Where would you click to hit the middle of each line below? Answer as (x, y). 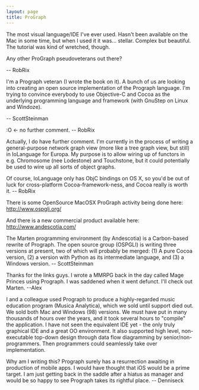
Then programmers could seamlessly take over (100, 344)
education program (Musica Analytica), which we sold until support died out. (100, 305)
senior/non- (178, 337)
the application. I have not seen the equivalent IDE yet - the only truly (91, 325)
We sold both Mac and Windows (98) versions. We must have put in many (97, 312)
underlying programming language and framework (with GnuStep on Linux (97, 100)
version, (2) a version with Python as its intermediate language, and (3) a (95, 257)
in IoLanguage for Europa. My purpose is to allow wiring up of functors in (96, 154)
